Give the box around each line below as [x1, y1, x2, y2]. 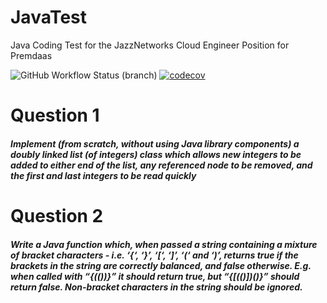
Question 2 [10, 204, 104, 227]
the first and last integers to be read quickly [10, 169, 197, 181]
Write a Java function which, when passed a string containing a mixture [10, 238, 318, 250]
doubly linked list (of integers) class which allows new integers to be [10, 148, 302, 160]
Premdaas [10, 49, 53, 61]
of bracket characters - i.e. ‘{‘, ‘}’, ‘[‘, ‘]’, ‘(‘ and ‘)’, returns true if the [10, 249, 299, 261]
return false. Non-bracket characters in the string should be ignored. [10, 281, 303, 293]
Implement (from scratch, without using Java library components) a [10, 137, 300, 150]
